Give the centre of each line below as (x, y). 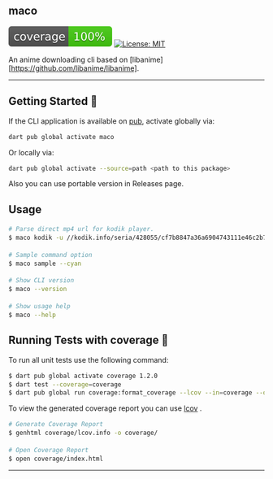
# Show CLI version (41, 281)
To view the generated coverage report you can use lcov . (105, 408)
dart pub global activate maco (61, 137)
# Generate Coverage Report (56, 425)
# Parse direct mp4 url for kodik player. (81, 229)
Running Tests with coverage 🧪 (89, 340)
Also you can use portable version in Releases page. (96, 184)
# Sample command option (50, 255)
